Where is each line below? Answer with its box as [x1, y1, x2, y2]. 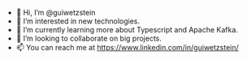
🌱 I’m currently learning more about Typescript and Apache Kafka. [15, 25, 238, 34]
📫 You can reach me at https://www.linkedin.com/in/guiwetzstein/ [15, 43, 240, 52]
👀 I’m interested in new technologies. [15, 16, 141, 26]
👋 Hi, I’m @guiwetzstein [15, 8, 96, 17]
